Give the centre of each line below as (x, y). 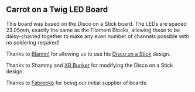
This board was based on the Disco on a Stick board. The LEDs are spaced (96, 23)
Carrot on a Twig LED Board (57, 10)
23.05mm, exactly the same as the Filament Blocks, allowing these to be (93, 30)
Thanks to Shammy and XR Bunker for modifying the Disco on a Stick (90, 65)
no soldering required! (33, 42)
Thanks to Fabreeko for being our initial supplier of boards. (77, 83)
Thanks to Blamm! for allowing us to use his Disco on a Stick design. (88, 54)
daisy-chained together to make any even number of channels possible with (97, 36)
